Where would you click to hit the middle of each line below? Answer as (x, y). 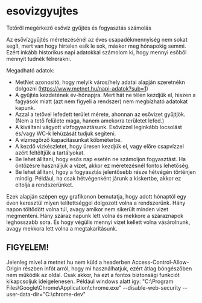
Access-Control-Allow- (160, 262)
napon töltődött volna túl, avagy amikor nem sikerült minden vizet (87, 209)
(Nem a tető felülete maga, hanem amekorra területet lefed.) (90, 120)
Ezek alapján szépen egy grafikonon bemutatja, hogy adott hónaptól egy (96, 196)
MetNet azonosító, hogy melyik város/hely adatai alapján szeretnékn (100, 82)
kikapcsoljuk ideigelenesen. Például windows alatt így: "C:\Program (90, 281)
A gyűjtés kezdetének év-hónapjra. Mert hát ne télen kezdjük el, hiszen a (105, 95)
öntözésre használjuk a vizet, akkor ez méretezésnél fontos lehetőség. (102, 165)
